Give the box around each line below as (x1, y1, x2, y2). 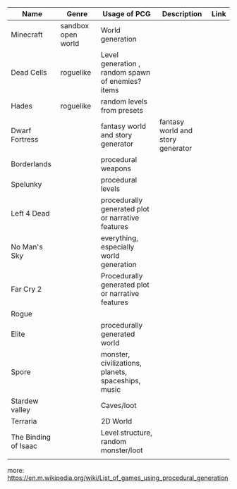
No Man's (11, 242, 44, 252)
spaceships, (100, 376, 141, 385)
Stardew (11, 396, 39, 406)
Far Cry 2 (11, 285, 42, 294)
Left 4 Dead (11, 209, 50, 218)
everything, (100, 233, 139, 242)
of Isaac (11, 441, 37, 450)
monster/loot (100, 445, 143, 455)
